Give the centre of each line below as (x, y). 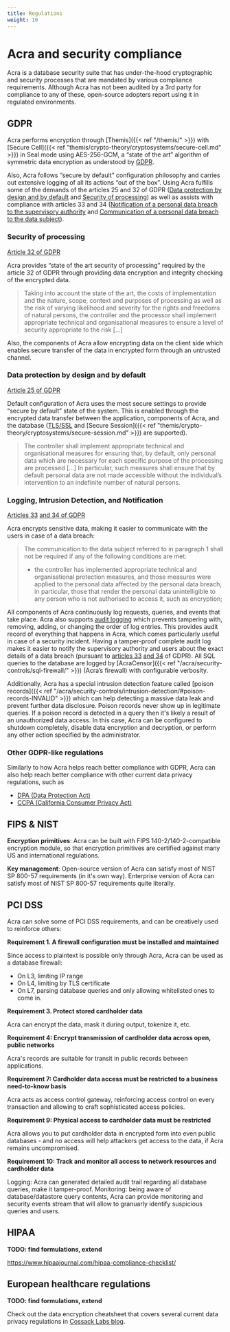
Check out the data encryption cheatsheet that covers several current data (113, 1314)
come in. (30, 998)
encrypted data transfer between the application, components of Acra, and (113, 418)
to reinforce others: (34, 929)
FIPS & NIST (33, 824)
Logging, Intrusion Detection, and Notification (85, 500)
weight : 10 (23, 20)
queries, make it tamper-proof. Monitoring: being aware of (89, 1189)
